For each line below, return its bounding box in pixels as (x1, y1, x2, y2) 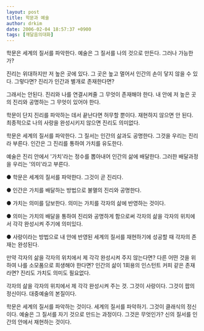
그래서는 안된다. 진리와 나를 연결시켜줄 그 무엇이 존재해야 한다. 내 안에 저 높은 (6, 91, 191, 98)
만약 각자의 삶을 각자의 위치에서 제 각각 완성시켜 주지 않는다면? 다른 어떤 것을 (6, 254, 190, 261)
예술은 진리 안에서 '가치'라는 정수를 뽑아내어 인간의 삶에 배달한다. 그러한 (6, 153, 178, 160)
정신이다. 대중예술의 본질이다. (6, 290, 77, 297)
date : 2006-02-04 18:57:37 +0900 (6, 26, 92, 32)
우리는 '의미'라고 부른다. (12, 161, 70, 168)
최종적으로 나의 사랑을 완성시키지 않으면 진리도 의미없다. (6, 119, 140, 126)
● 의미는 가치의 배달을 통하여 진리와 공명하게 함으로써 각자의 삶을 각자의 (6, 213, 179, 220)
